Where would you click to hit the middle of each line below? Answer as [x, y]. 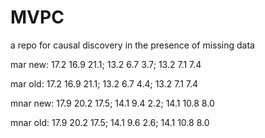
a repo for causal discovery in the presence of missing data [132, 45]
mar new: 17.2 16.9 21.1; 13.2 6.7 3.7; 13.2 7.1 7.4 [106, 64]
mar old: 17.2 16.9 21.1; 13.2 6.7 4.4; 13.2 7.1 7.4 [104, 83]
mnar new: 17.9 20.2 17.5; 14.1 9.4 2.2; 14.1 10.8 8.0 [112, 103]
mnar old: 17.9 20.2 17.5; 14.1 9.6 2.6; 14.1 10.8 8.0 [110, 122]
